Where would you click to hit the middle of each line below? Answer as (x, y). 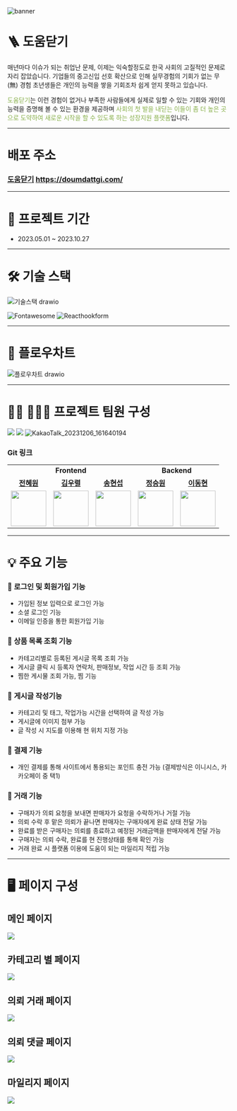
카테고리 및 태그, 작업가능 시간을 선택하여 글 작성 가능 (91, 713)
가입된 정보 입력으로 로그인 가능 (61, 604)
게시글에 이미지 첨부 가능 (51, 722)
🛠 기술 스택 (39, 276)
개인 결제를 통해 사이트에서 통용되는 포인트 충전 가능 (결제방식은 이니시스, (119, 767)
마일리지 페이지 (38, 1083)
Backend (177, 471)
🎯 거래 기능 (25, 796)
